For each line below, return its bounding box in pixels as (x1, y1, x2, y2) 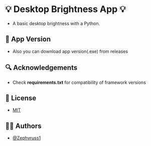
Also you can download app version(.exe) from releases (12, 48, 128, 54)
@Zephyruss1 (12, 135, 41, 141)
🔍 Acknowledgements (5, 64, 78, 72)
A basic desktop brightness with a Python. (12, 20, 100, 26)
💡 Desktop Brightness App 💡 (5, 4, 126, 15)
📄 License (5, 94, 37, 102)
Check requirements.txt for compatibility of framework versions (12, 79, 146, 85)
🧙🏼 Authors (5, 121, 42, 130)
